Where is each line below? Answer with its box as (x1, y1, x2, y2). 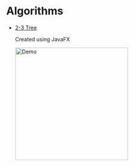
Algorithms (6, 4, 64, 18)
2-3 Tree (14, 24, 37, 31)
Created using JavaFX (14, 35, 70, 43)
